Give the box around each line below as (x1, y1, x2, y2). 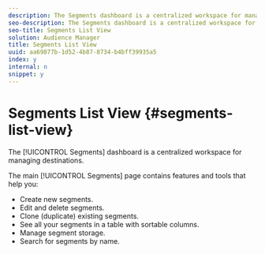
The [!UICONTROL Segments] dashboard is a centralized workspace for (8, 147, 242, 156)
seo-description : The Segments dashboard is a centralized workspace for (8, 19, 256, 27)
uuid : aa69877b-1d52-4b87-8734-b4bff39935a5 (8, 48, 157, 56)
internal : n (8, 63, 47, 71)
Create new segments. (19, 194, 94, 204)
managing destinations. (8, 155, 84, 165)
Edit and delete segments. (19, 203, 105, 212)
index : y (8, 56, 37, 64)
